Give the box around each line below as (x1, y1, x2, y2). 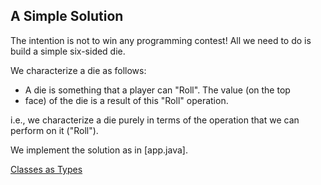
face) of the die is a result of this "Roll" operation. (24, 94, 229, 106)
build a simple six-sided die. (10, 45, 126, 57)
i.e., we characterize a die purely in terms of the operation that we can (10, 114, 300, 126)
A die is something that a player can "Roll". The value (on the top (24, 84, 291, 96)
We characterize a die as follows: (10, 64, 147, 76)
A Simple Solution (10, 8, 124, 25)
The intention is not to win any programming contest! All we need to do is (10, 34, 312, 46)
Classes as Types (10, 163, 83, 175)
